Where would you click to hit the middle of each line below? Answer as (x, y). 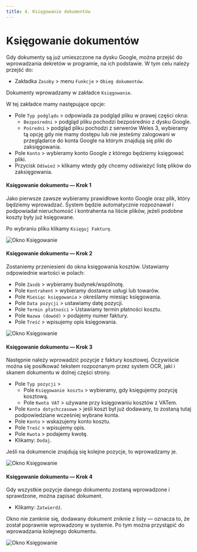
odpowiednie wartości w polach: (46, 272)
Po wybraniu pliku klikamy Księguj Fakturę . (59, 228)
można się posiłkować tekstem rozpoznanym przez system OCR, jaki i (91, 366)
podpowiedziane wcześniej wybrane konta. (67, 415)
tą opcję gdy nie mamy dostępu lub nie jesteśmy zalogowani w (99, 134)
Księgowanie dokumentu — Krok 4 (49, 477)
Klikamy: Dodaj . (33, 441)
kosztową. (36, 396)
